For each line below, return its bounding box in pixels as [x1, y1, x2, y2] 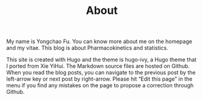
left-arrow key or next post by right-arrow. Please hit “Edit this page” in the [6, 75, 193, 82]
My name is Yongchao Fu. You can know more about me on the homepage [6, 38, 193, 45]
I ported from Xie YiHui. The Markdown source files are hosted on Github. [6, 62, 190, 70]
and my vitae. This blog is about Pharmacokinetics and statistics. [6, 44, 168, 52]
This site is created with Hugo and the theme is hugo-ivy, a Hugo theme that [6, 56, 197, 64]
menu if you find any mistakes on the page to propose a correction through [6, 82, 194, 89]
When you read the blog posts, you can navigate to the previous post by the [6, 69, 196, 76]
